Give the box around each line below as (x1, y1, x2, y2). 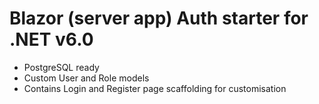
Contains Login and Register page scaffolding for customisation (23, 82, 287, 94)
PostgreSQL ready (23, 61, 100, 73)
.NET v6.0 (9, 28, 94, 51)
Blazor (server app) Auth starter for (9, 7, 309, 30)
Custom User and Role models (23, 72, 150, 84)
